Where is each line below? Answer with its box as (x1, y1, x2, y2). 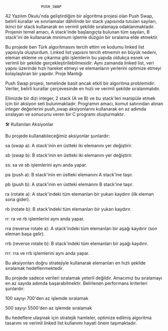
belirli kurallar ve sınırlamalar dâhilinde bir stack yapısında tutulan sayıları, (5, 19, 157, 24)
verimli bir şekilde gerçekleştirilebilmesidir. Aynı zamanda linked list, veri (5, 60, 154, 66)
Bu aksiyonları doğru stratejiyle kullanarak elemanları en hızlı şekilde (5, 260, 146, 266)
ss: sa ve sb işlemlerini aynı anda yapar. (5, 162, 87, 168)
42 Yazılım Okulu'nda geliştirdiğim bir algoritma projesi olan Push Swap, (5, 13, 153, 19)
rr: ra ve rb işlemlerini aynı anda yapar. (5, 216, 85, 222)
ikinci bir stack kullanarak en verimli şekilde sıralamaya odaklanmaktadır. (5, 24, 155, 30)
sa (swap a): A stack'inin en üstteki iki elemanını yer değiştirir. (5, 143, 133, 148)
